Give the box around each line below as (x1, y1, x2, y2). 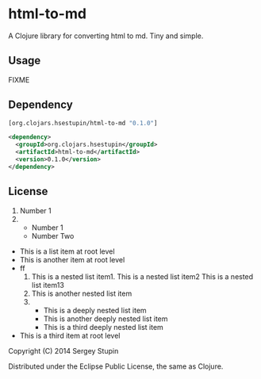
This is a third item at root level (19, 331, 121, 340)
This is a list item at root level (19, 247, 115, 256)
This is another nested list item (31, 289, 132, 298)
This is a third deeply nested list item (43, 322, 164, 331)
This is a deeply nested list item (43, 305, 147, 315)
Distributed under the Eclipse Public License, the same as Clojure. (8, 362, 224, 371)
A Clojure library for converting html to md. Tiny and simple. (8, 31, 204, 40)
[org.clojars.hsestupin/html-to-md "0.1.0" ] (8, 119, 158, 127)
